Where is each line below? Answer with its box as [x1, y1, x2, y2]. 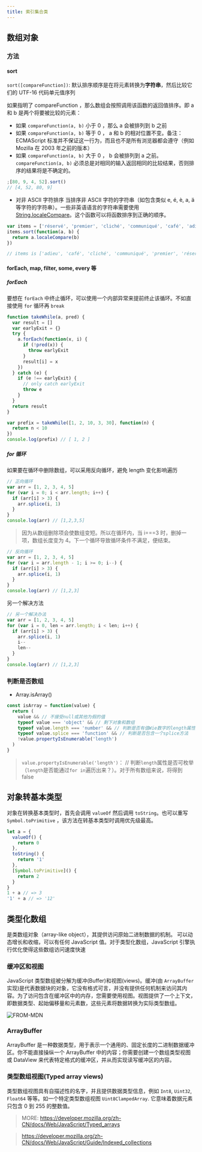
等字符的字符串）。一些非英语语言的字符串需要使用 [15, 204, 140, 211]
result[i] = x [22, 359, 59, 365]
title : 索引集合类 [7, 8, 49, 15]
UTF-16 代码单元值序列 [18, 89, 76, 96]
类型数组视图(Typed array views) [7, 1073, 104, 1081]
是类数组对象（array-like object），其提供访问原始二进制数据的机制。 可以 [7, 930, 188, 938]
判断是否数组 [7, 677, 44, 685]
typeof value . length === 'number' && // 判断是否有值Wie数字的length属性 [17, 725, 196, 731]
